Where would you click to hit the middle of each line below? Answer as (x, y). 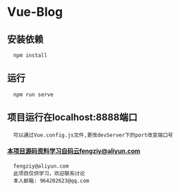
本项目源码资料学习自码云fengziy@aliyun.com (74, 151)
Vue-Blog (35, 12)
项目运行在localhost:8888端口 (72, 118)
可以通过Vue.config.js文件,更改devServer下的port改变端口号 (93, 135)
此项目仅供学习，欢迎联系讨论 (49, 173)
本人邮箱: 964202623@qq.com (51, 181)
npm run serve (33, 94)
